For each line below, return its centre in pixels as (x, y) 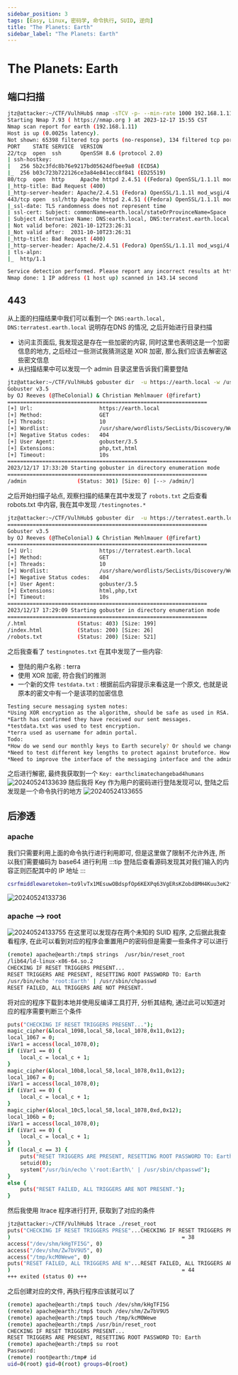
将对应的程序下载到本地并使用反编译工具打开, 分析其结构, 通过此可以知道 (113, 1002)
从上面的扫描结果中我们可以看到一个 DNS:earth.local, (86, 318)
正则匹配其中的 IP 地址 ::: (50, 871)
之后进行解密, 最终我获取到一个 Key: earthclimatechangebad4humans (106, 774)
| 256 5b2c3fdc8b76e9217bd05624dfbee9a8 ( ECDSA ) (84, 166)
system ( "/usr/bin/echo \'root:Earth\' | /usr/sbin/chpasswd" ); (115, 1169)
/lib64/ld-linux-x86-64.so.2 (50, 962)
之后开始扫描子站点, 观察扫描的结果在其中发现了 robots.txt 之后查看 (107, 495)
